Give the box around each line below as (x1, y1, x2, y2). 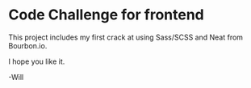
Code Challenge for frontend (8, 6, 204, 24)
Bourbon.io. (8, 40, 48, 50)
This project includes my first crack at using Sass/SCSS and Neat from (8, 32, 244, 42)
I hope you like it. (8, 57, 65, 66)
